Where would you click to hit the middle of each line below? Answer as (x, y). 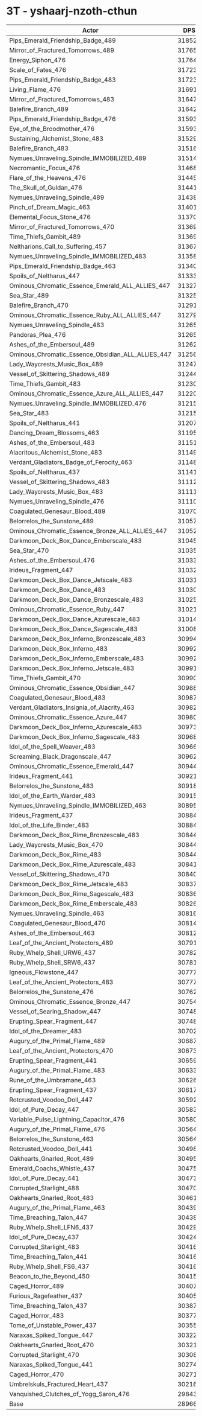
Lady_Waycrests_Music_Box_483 (56, 491)
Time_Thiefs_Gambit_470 (45, 678)
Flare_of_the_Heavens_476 (47, 177)
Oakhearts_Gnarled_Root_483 (52, 1198)
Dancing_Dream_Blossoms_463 (54, 433)
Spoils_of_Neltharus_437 (44, 472)
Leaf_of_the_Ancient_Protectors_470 (61, 1050)
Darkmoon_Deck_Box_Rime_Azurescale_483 (73, 864)
